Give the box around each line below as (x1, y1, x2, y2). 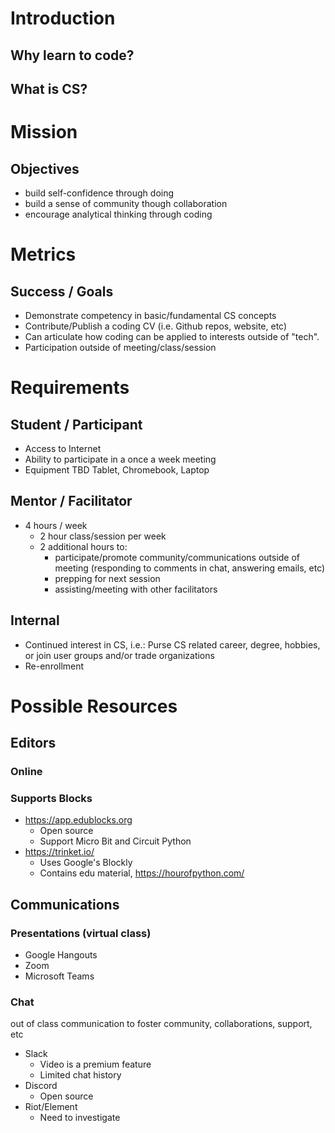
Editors (10, 735, 57, 752)
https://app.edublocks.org (24, 814, 133, 826)
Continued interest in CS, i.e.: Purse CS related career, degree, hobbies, (24, 638, 321, 651)
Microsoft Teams (24, 970, 95, 982)
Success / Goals (10, 283, 114, 300)
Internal (10, 612, 60, 629)
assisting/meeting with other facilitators (54, 583, 218, 595)
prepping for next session (54, 572, 161, 584)
